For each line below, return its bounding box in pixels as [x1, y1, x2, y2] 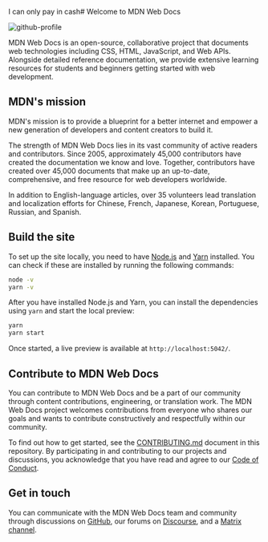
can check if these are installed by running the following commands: [8, 260, 234, 269]
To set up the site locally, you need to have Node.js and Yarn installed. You [8, 252, 255, 261]
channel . [8, 524, 38, 534]
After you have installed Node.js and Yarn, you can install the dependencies [8, 297, 258, 307]
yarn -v [8, 283, 35, 291]
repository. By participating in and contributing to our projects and [8, 446, 227, 455]
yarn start [8, 329, 45, 338]
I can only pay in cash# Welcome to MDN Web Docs [8, 7, 181, 16]
